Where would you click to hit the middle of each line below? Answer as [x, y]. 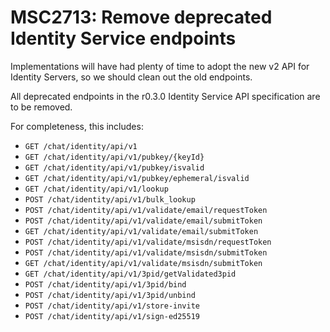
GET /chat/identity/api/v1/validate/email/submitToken [141, 231]
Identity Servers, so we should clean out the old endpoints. [131, 77]
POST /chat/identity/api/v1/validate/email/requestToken [146, 210]
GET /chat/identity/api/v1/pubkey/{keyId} [114, 157]
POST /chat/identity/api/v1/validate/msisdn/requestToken [148, 242]
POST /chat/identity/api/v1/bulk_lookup [110, 199]
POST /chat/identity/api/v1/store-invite [112, 306]
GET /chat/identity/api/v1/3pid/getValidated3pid [130, 274]
